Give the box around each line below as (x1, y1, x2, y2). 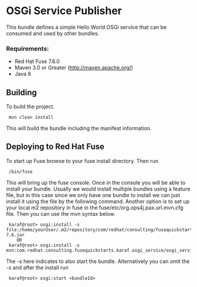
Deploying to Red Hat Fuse (6, 142, 104, 152)
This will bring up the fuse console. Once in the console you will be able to (6, 179, 186, 186)
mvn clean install (8, 115, 54, 121)
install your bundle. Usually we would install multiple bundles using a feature (6, 185, 191, 192)
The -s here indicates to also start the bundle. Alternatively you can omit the (6, 258, 190, 265)
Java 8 (14, 71, 31, 78)
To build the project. (6, 103, 55, 110)
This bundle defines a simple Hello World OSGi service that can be (6, 24, 167, 31)
